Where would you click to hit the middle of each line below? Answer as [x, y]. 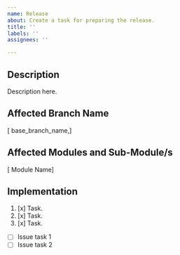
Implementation [43, 191]
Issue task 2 [35, 245]
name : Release [28, 14]
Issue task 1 [34, 237]
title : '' [22, 27]
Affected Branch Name [58, 113]
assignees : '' [28, 40]
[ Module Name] [31, 169]
